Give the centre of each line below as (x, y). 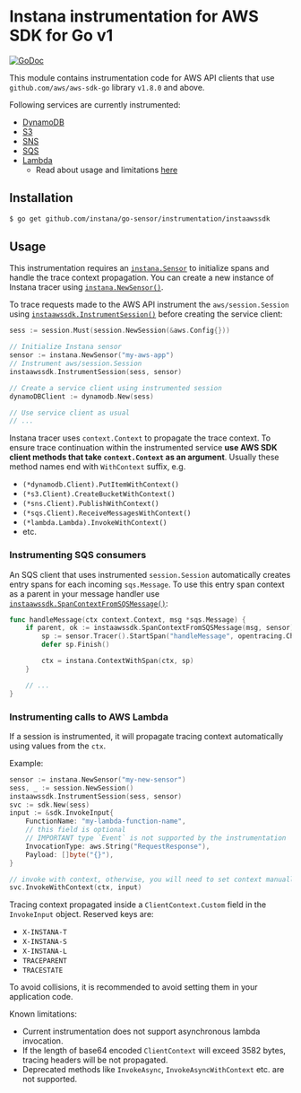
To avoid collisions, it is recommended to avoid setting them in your (133, 987)
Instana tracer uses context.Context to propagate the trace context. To (140, 438)
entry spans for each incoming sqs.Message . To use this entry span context (147, 584)
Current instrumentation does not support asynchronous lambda (141, 1032)
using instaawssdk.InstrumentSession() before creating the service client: (146, 314)
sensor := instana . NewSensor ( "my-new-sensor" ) (98, 779)
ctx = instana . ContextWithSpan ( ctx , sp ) (118, 661)
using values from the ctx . (57, 746)
